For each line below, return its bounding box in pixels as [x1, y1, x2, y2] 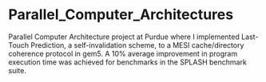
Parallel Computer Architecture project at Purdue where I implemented [8, 32, 240, 41]
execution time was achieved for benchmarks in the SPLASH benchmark [8, 57, 248, 67]
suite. [8, 65, 26, 75]
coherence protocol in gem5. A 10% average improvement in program [8, 49, 238, 58]
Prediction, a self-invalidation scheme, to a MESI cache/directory [30, 40, 244, 49]
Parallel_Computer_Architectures [8, 6, 234, 24]
